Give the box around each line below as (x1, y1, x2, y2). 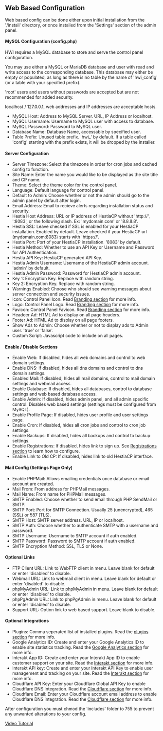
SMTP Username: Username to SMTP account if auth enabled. (12, 532, 138, 538)
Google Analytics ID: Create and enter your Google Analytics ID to (12, 639, 145, 645)
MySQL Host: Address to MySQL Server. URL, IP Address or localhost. (12, 113, 153, 119)
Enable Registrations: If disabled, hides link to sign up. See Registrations (12, 443, 157, 449)
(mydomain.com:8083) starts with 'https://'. (12, 234, 100, 240)
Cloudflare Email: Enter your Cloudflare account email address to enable (12, 691, 157, 697)
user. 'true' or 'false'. (12, 328, 54, 333)
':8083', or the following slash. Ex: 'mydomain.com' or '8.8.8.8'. (12, 219, 139, 224)
